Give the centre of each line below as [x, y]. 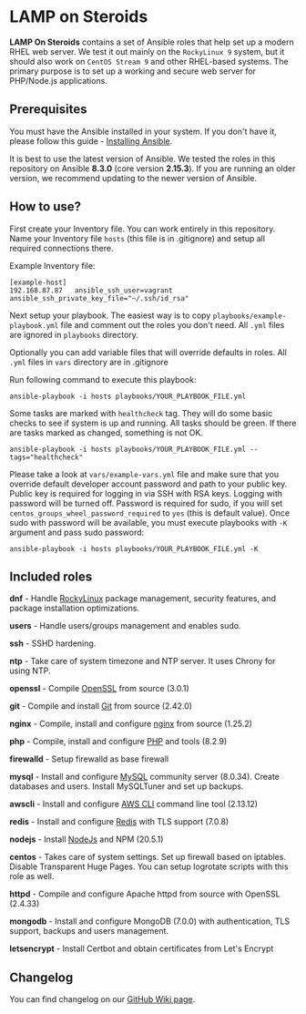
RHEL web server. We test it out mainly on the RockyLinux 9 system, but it [147, 51]
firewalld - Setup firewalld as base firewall [89, 759]
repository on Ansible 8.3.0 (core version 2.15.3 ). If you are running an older [153, 168]
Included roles [51, 576]
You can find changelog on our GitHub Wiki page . [102, 999]
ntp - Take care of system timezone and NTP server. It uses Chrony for [143, 661]
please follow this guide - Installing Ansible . [91, 141]
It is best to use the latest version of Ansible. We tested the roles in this [143, 159]
